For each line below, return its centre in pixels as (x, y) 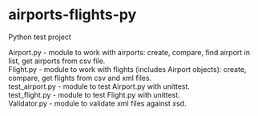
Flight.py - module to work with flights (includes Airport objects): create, (127, 69)
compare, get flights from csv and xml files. (80, 78)
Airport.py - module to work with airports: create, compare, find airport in (129, 52)
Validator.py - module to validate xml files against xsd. (97, 103)
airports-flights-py (73, 15)
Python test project (40, 37)
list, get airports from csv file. (57, 61)
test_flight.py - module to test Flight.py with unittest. (94, 94)
